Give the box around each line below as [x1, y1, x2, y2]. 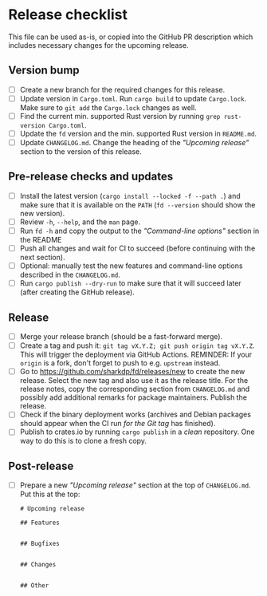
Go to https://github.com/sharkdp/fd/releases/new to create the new [19, 367, 245, 377]
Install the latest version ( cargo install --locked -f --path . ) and [19, 191, 241, 200]
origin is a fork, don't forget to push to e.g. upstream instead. [19, 358, 221, 368]
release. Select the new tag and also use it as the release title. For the [19, 376, 249, 385]
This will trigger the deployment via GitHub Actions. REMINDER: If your [19, 349, 253, 360]
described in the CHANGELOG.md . [19, 270, 121, 280]
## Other [19, 582, 49, 590]
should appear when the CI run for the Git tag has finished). [19, 419, 216, 428]
